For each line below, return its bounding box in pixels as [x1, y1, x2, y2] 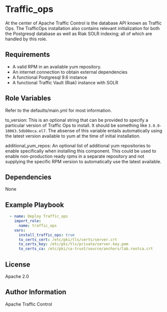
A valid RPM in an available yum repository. [12, 63, 101, 69]
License [5, 260, 30, 269]
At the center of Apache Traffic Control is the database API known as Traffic [5, 20, 162, 26]
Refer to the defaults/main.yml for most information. [5, 107, 112, 113]
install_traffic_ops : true [18, 232, 75, 238]
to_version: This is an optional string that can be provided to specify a [5, 117, 148, 123]
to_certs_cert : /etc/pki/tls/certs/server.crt [18, 237, 117, 242]
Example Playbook [5, 201, 64, 209]
